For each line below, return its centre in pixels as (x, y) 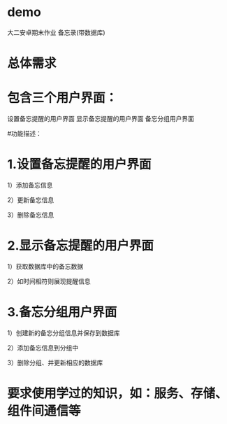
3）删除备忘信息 (31, 215)
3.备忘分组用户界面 (62, 312)
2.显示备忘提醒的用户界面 (80, 246)
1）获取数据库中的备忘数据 (45, 266)
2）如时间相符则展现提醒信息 (49, 281)
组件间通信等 (44, 411)
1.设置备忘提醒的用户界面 (79, 164)
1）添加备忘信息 (30, 185)
